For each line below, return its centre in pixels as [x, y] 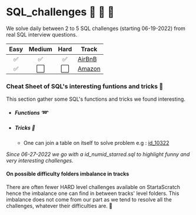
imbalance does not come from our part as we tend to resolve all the [89, 199]
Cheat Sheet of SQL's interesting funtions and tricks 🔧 [85, 86]
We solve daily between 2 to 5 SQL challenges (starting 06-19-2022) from [96, 28]
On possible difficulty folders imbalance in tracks [68, 174]
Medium [41, 49]
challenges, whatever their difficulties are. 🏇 [59, 206]
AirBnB [87, 59]
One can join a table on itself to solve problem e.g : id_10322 [96, 143]
